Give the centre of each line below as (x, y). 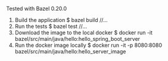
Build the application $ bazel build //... (61, 20)
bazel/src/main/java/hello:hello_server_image (70, 52)
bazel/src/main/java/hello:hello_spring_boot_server (77, 39)
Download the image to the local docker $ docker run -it (84, 33)
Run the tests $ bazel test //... (51, 26)
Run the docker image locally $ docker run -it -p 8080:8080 (88, 45)
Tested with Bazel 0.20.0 (37, 9)
